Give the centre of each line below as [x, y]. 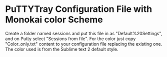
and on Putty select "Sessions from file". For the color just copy [70, 39]
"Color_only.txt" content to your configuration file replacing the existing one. [84, 44]
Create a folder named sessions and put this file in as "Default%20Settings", [84, 33]
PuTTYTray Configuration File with [79, 9]
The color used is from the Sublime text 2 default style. [62, 49]
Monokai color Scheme [54, 20]
